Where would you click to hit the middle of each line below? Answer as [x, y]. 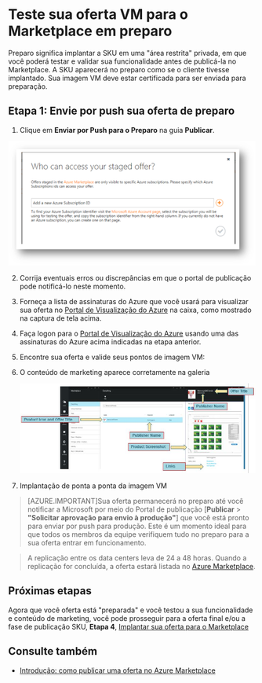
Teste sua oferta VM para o [98, 15]
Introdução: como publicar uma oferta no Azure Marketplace [117, 670]
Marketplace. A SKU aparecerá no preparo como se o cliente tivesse [119, 69]
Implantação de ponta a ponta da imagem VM [93, 486]
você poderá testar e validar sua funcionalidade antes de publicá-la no [122, 61]
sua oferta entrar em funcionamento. [87, 542]
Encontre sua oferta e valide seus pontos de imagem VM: [112, 357]
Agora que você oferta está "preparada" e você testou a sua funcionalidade [131, 610]
